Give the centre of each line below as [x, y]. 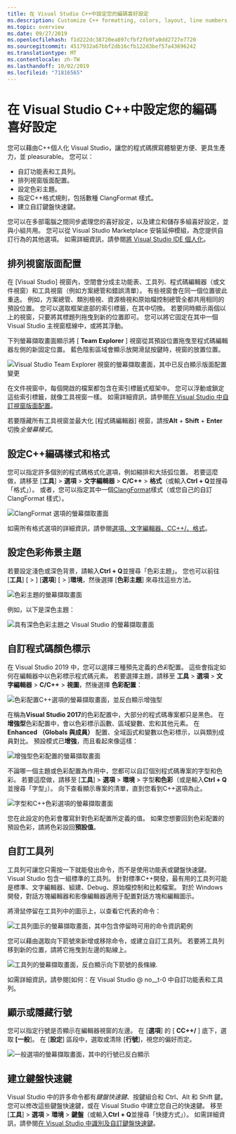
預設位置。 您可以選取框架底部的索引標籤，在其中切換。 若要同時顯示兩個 [113, 308]
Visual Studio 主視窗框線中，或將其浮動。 [67, 326]
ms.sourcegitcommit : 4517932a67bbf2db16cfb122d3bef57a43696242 [102, 46]
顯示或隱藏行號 [40, 1012]
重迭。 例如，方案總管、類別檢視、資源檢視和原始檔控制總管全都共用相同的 [116, 299]
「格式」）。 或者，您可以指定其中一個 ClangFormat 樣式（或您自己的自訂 [110, 490]
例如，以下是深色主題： [41, 610]
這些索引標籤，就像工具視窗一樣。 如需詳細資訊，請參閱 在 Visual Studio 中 [115, 397]
